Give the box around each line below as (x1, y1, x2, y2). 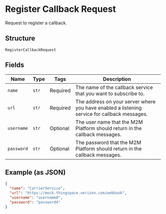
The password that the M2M (75, 139, 142, 146)
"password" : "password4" (9, 200, 61, 205)
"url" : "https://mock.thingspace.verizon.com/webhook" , (9, 191, 127, 196)
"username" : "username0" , (9, 195, 63, 200)
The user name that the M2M (75, 118, 143, 125)
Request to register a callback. (5, 20, 67, 26)
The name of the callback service (75, 84, 153, 91)
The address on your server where (75, 98, 156, 105)
